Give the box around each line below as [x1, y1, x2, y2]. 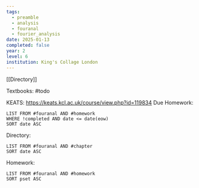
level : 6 [6, 53, 28, 59]
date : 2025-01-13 [6, 37, 50, 43]
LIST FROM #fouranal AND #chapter [6, 143, 93, 149]
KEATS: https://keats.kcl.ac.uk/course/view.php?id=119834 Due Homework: [6, 99, 194, 106]
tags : [6, 8, 20, 15]
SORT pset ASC [6, 175, 42, 182]
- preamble [11, 14, 39, 20]
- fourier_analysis [11, 31, 61, 37]
